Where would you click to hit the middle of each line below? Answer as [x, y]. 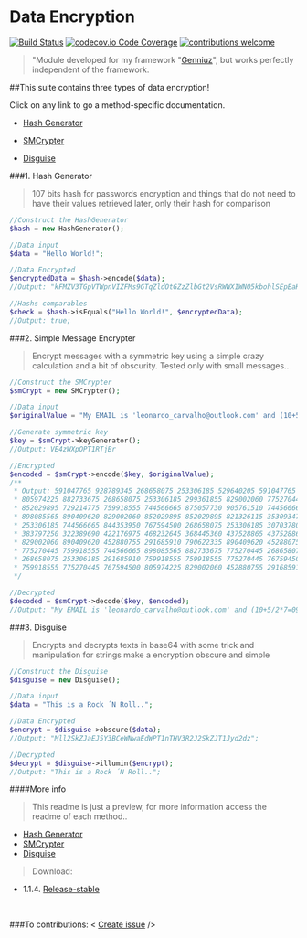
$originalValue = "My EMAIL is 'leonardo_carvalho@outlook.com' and [143, 416]
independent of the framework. [90, 69]
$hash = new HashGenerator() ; [67, 229]
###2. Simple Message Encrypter [73, 338]
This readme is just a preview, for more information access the [149, 807]
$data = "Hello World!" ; [57, 253]
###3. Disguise [38, 627]
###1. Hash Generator [51, 176]
